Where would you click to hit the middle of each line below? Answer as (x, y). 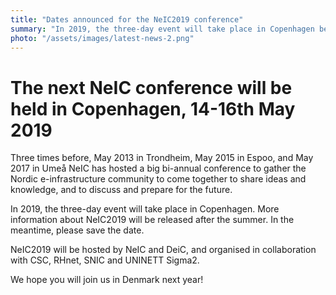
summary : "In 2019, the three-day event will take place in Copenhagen (162, 29)
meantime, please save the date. (77, 230)
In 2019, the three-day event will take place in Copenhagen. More (145, 209)
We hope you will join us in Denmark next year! (107, 280)
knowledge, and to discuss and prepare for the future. (121, 190)
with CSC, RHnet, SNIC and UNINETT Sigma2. (105, 260)
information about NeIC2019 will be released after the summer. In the (152, 220)
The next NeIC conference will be (151, 87)
